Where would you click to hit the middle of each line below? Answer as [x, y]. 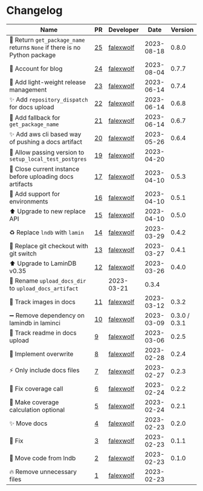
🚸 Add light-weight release [48, 82]
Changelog [34, 11]
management [28, 89]
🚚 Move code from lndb [43, 458]
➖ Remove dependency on [47, 315]
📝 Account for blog [36, 68]
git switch [23, 253]
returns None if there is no [45, 47]
